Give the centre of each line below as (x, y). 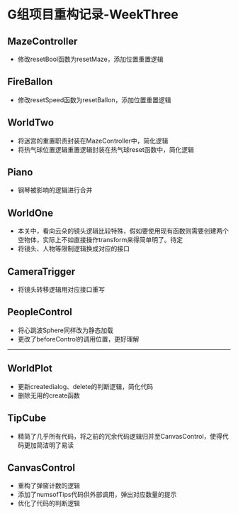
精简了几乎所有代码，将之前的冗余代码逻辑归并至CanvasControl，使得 (120, 436)
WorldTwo (31, 122)
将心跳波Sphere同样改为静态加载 (65, 330)
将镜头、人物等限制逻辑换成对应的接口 (73, 248)
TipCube (27, 419)
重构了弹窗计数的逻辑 (49, 486)
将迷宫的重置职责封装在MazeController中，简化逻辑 (93, 141)
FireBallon (30, 82)
